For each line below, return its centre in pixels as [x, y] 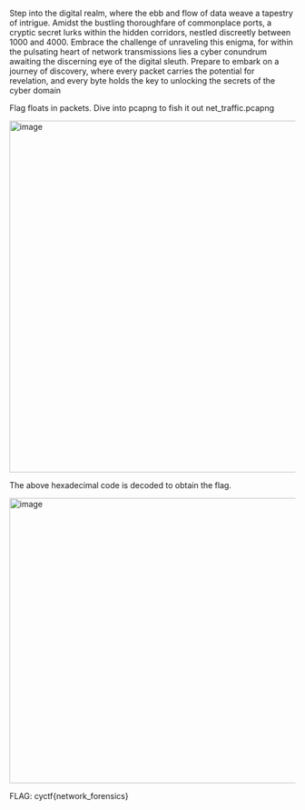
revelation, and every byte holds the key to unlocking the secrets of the [143, 80]
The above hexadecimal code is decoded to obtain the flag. [120, 485]
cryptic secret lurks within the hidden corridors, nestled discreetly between [150, 32]
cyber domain [35, 90]
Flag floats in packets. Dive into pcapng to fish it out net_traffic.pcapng [142, 108]
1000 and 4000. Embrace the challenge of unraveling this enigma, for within [151, 42]
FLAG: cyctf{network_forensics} [69, 796]
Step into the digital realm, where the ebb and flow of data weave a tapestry [151, 13]
